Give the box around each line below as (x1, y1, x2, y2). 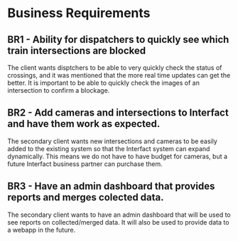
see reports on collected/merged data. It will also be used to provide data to (7, 217, 229, 226)
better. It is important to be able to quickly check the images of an (7, 78, 200, 87)
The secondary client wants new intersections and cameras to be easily (7, 137, 218, 145)
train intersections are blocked (7, 44, 146, 56)
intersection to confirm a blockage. (7, 86, 110, 94)
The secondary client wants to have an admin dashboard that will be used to (7, 210, 231, 219)
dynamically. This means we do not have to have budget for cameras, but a (7, 152, 228, 160)
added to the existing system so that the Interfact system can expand (7, 144, 210, 153)
